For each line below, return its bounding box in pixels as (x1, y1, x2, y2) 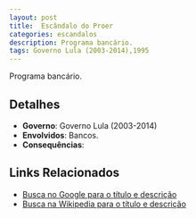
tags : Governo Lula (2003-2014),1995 (9, 46, 150, 55)
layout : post (9, 13, 58, 22)
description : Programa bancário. (9, 38, 134, 47)
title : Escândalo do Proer (9, 21, 114, 30)
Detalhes (9, 96, 61, 112)
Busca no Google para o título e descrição (21, 189, 177, 199)
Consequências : (21, 139, 85, 150)
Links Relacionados (9, 165, 120, 180)
